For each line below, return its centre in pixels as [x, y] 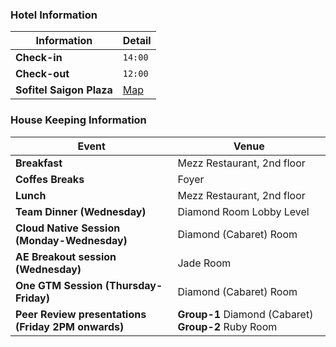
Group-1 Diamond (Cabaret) [245, 314]
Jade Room [204, 263]
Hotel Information [54, 15]
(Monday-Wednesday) [71, 240]
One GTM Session [59, 285]
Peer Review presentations [81, 314]
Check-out [42, 74]
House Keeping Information [78, 120]
